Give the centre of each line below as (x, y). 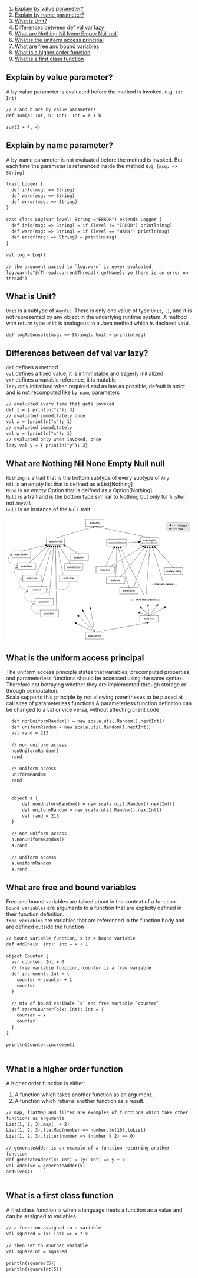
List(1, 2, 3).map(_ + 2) (38, 1124)
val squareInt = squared (37, 1251)
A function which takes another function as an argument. (84, 1095)
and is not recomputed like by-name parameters (63, 392)
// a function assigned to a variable (54, 1228)
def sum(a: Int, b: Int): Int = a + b (54, 115)
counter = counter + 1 (44, 980)
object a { (25, 798)
